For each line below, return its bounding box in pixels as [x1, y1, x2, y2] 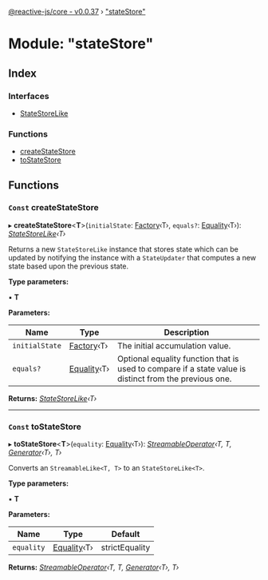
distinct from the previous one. [116, 373, 232, 384]
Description [164, 327, 210, 338]
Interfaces [8, 90, 49, 101]
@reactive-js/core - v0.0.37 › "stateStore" [8, 7, 146, 16]
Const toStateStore [8, 421, 82, 432]
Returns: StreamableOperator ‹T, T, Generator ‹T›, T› [8, 562, 179, 572]
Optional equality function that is [116, 353, 239, 364]
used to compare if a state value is [116, 363, 246, 374]
